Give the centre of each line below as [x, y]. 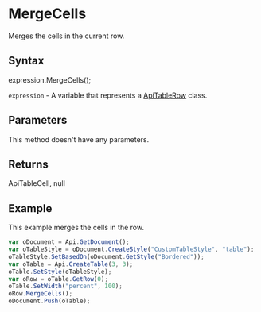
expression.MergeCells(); [50, 79]
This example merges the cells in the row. [76, 228]
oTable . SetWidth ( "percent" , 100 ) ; [66, 287]
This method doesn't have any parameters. [79, 139]
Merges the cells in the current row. [66, 36]
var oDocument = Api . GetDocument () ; [69, 242]
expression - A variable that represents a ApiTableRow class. [108, 95]
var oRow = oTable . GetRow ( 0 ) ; [58, 279]
